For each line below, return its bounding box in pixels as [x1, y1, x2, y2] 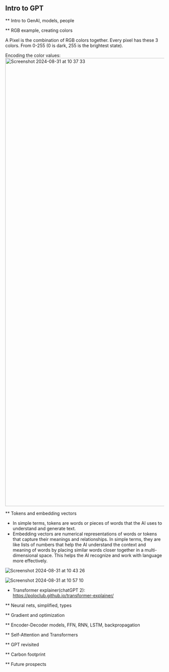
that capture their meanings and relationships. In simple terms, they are [12, 536, 161, 542]
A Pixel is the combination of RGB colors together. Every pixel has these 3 [5, 37, 158, 43]
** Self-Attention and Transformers [5, 632, 78, 638]
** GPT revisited [5, 641, 39, 647]
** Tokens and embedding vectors [5, 510, 77, 516]
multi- [144, 547, 157, 553]
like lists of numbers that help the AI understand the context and [12, 541, 146, 548]
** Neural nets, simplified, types [5, 602, 72, 608]
